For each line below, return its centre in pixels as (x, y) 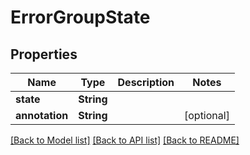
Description (146, 82)
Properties (44, 54)
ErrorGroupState (80, 17)
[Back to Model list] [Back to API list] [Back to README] (125, 140)
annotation (42, 115)
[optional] (206, 115)
